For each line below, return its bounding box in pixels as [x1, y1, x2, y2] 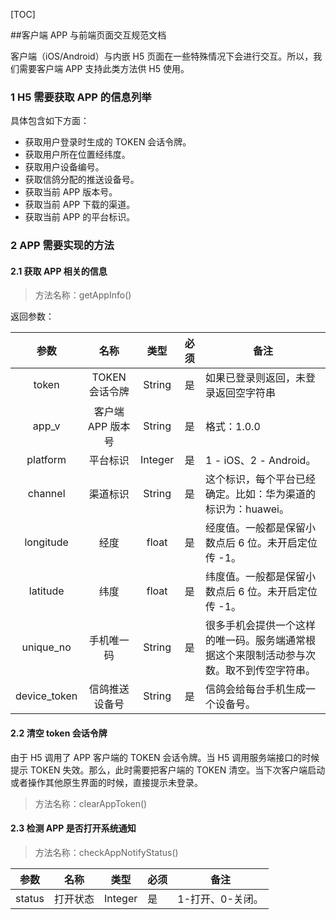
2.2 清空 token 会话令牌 [10, 727, 108, 739]
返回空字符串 [215, 386, 277, 400]
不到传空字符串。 [235, 664, 317, 678]
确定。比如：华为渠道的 [205, 487, 317, 501]
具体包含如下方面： [10, 115, 90, 127]
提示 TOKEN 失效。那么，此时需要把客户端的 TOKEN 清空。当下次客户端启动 [10, 764, 326, 776]
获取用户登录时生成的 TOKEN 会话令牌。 [24, 136, 192, 148]
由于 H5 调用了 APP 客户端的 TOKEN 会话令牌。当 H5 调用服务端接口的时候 [10, 751, 320, 763]
